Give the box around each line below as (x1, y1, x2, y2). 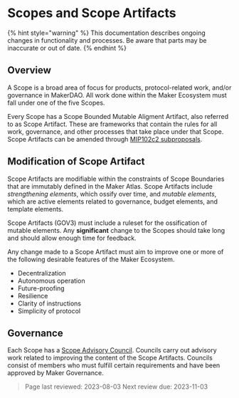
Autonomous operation (17, 276, 85, 285)
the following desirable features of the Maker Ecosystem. (7, 255, 175, 263)
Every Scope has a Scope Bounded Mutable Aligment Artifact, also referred (7, 112, 229, 120)
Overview (7, 64, 52, 76)
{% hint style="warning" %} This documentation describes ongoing (7, 28, 206, 37)
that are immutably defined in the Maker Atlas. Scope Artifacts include (7, 182, 213, 190)
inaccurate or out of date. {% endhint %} (7, 43, 127, 52)
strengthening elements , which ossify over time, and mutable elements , (7, 189, 217, 198)
